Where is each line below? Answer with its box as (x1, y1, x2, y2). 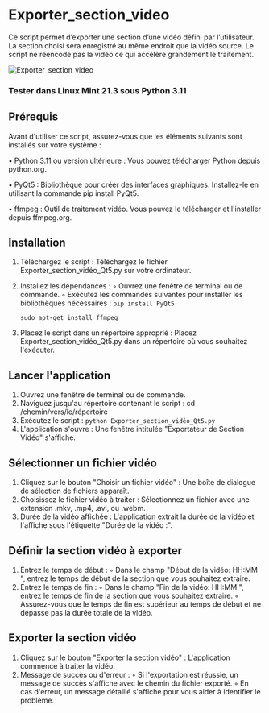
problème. (19, 695, 55, 705)
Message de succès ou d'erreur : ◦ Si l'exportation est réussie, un (19, 669, 239, 679)
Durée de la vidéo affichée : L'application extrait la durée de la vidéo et (19, 512, 255, 521)
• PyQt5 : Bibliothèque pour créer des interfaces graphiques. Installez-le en (8, 180, 259, 189)
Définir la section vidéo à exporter (8, 544, 183, 558)
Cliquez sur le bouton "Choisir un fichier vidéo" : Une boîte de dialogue (19, 478, 256, 487)
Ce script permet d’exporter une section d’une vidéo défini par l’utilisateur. (8, 32, 255, 42)
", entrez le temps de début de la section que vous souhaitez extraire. (19, 574, 251, 583)
